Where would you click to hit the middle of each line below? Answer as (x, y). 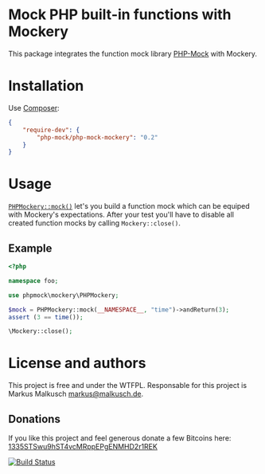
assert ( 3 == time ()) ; (46, 317)
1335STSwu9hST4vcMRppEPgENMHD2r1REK (83, 447)
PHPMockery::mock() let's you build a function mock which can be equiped (129, 206)
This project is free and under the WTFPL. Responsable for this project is (128, 386)
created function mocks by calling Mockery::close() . (94, 223)
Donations (35, 419)
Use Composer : (34, 108)
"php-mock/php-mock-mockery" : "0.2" (97, 137)
